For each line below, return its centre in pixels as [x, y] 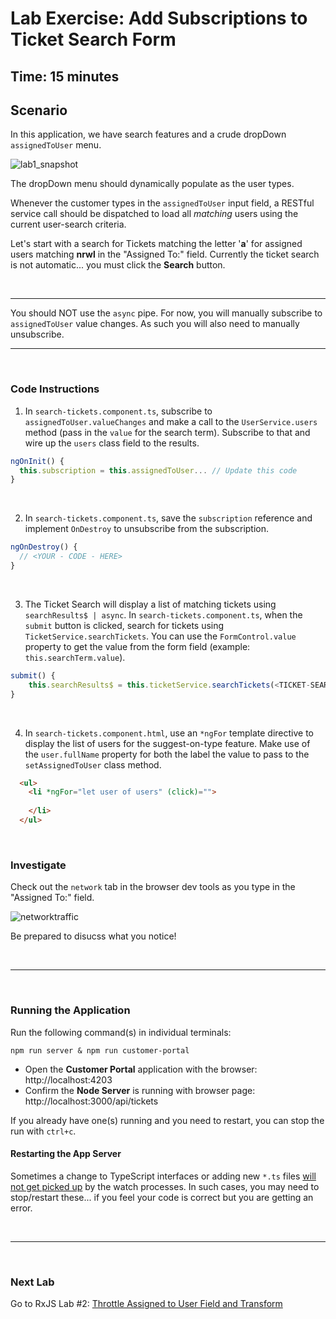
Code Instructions [55, 389]
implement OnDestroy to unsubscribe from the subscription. [147, 529]
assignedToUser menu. [56, 145]
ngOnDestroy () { [44, 547]
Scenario [39, 110]
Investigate [38, 865]
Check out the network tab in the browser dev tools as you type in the [153, 887]
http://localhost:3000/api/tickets [91, 1101]
